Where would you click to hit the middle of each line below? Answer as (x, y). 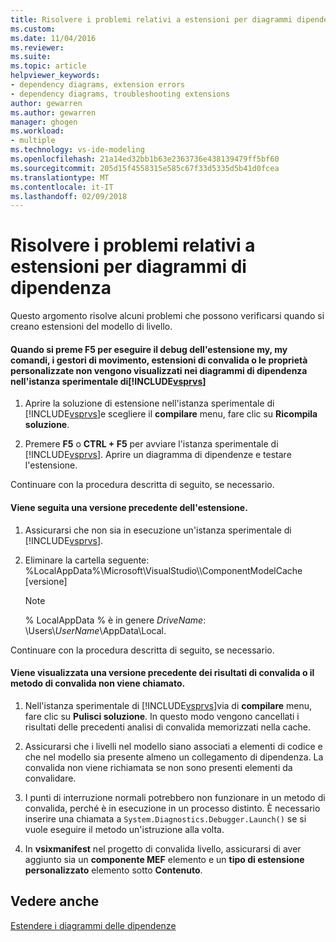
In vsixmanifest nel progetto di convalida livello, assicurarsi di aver (163, 848)
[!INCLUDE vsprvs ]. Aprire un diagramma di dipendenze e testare (158, 455)
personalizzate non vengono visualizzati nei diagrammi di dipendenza (159, 370)
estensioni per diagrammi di (128, 267)
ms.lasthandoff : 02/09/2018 (69, 196)
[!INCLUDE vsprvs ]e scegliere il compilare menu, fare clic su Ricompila (171, 414)
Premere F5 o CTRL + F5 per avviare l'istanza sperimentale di (151, 444)
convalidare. (50, 778)
